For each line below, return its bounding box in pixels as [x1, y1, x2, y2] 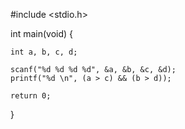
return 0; [10, 91, 52, 101]
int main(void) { [10, 28, 74, 39]
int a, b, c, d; [10, 47, 78, 57]
